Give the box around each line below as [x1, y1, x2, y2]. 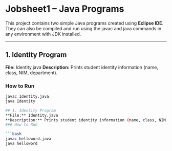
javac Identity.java [5, 94, 50, 99]
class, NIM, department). [5, 70, 58, 76]
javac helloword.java [5, 136, 52, 141]
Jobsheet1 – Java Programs [5, 3, 124, 15]
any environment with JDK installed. [5, 31, 81, 37]
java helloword [5, 141, 38, 146]
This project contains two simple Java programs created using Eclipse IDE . [5, 20, 164, 26]
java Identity [5, 98, 36, 104]
